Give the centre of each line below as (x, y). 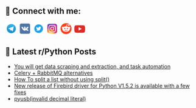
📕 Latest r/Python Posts (51, 52)
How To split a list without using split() (62, 79)
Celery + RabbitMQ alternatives (53, 73)
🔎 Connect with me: (43, 11)
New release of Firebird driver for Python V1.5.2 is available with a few (102, 86)
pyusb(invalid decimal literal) (50, 98)
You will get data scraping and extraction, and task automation (92, 66)
